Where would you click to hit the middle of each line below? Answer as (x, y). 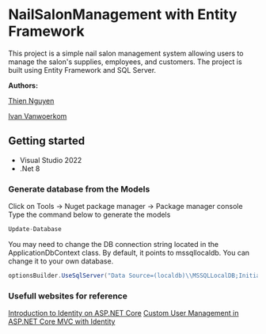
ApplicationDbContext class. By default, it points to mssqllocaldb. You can (129, 252)
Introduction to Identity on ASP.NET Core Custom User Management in (123, 313)
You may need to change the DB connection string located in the (114, 244)
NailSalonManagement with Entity (123, 15)
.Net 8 (30, 169)
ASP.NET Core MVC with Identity (62, 321)
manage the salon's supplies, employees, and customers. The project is (125, 62)
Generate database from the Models (79, 189)
